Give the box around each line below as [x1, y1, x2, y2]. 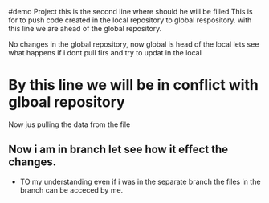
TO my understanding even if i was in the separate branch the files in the [19, 177, 261, 186]
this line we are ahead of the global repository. [8, 24, 162, 33]
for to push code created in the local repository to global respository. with [8, 15, 252, 25]
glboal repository [8, 93, 126, 112]
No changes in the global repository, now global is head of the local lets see [8, 39, 259, 49]
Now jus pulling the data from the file [8, 120, 131, 129]
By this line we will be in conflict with [8, 76, 259, 95]
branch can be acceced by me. [19, 185, 124, 195]
